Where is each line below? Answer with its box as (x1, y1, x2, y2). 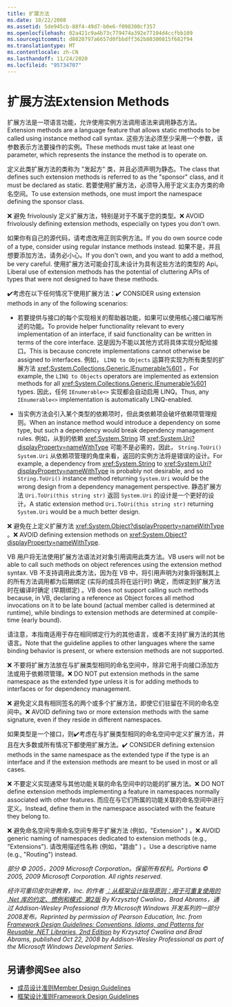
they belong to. (7, 812, 50, 820)
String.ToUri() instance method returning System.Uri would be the (17, 474, 209, 482)
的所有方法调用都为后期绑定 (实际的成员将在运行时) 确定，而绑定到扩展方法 (7, 577, 221, 586)
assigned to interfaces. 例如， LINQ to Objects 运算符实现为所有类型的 (17, 355, 219, 364)
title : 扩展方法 (7, 10, 50, 17)
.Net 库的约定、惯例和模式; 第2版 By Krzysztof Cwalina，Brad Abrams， (7, 895, 213, 903)
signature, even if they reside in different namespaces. (7, 715, 162, 724)
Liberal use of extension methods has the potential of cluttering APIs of (7, 268, 210, 276)
